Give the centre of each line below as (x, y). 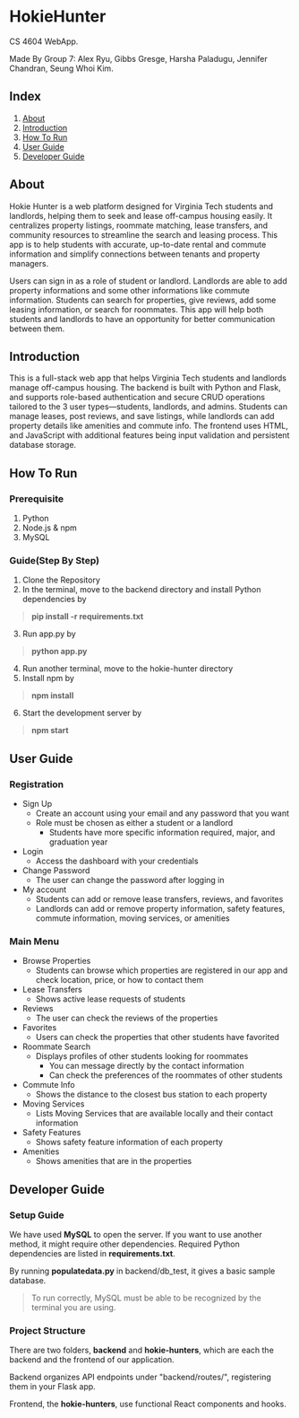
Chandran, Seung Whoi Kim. (61, 68)
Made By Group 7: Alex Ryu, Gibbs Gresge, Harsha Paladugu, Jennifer (138, 58)
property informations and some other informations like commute (130, 290)
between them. (37, 328)
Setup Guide (37, 1215)
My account (44, 889)
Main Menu (34, 941)
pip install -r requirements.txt (87, 617)
